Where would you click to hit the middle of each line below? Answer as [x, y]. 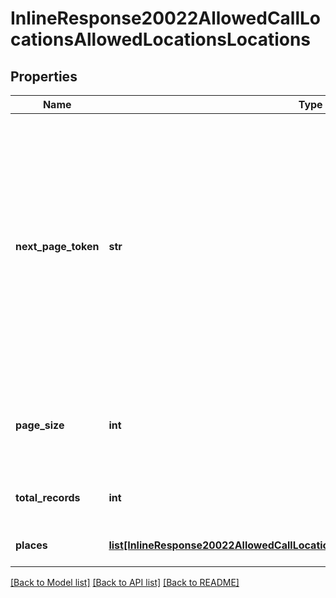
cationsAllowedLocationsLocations [161, 39]
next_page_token [57, 246]
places [31, 545]
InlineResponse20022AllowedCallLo [166, 18]
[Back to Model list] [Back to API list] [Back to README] [125, 582]
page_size [40, 425]
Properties [44, 76]
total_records [48, 497]
